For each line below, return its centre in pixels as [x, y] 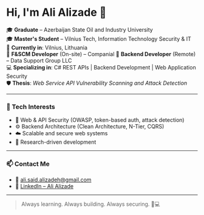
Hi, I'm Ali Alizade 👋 [56, 12]
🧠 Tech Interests [31, 107]
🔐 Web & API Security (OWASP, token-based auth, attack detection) [100, 120]
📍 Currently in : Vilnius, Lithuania [47, 48]
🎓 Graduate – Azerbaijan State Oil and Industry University [80, 29]
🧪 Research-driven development [56, 142]
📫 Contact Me [28, 164]
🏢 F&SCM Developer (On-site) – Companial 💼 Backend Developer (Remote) [101, 54]
